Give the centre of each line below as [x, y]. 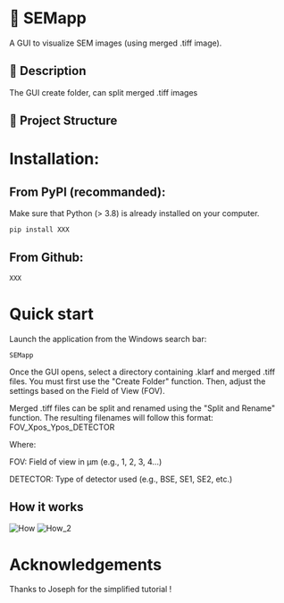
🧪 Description [48, 71]
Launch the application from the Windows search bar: [108, 339]
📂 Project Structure [63, 121]
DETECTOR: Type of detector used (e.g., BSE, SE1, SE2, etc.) [121, 479]
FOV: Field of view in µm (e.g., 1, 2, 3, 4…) [86, 461]
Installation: [54, 159]
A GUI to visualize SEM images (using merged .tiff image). [116, 43]
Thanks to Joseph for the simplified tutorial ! [91, 590]
